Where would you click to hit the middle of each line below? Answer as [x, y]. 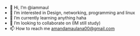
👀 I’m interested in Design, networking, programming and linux [72, 13]
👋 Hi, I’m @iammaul [29, 8]
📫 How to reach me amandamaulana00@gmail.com [62, 28]
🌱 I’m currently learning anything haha [48, 18]
